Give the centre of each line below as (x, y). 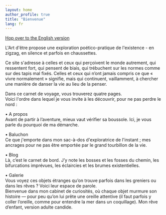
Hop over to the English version (37, 38)
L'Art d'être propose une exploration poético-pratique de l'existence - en (80, 48)
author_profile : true (28, 15)
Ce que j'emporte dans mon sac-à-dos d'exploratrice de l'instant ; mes (78, 140)
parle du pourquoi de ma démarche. (42, 125)
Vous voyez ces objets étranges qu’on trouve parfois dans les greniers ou (81, 180)
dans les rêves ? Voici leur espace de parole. (51, 186)
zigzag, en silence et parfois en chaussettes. (51, 53)
